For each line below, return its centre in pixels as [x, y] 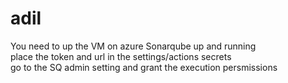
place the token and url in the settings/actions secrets [121, 56]
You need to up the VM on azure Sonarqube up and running [133, 46]
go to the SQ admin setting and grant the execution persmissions [144, 67]
